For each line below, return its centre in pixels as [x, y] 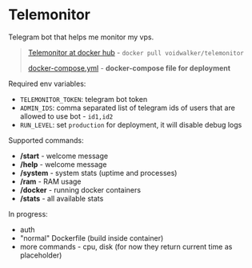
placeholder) [41, 255]
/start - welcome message [64, 156]
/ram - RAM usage [50, 181]
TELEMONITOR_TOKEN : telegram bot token [84, 99]
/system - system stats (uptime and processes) [98, 173]
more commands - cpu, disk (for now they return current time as [126, 246]
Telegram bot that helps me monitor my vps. [81, 37]
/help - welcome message [63, 164]
